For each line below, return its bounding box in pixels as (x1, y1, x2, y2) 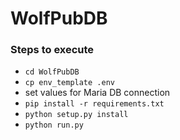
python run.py (24, 120, 84, 131)
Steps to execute (10, 43, 95, 57)
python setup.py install (24, 110, 129, 120)
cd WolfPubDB (24, 67, 80, 77)
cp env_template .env (24, 78, 115, 88)
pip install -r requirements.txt (24, 99, 165, 109)
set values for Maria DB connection (24, 87, 171, 99)
